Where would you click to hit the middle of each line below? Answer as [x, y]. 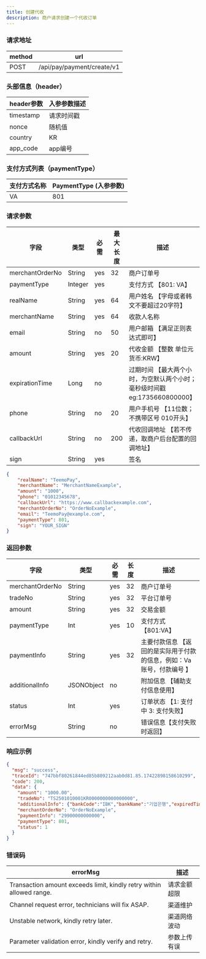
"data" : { [24, 787]
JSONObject [86, 685]
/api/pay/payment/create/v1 [79, 67]
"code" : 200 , [29, 781]
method [21, 56]
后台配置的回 [178, 438]
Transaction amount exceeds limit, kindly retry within [85, 885]
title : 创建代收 [25, 12]
